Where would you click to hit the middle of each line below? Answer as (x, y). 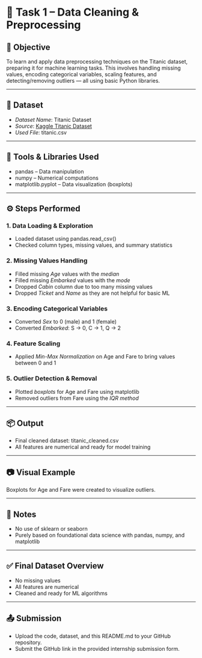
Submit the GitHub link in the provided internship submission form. (97, 648)
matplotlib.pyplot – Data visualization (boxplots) (74, 184)
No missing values (38, 580)
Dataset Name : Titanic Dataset (53, 119)
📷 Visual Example (41, 472)
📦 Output (25, 423)
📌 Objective (28, 47)
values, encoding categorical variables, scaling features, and (81, 74)
